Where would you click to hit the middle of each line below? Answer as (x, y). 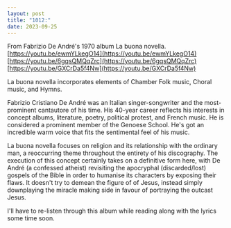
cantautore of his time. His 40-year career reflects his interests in (131, 110)
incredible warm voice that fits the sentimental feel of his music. (99, 132)
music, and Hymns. (35, 89)
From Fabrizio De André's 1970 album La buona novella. (87, 47)
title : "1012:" (29, 20)
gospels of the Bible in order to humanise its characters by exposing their (112, 175)
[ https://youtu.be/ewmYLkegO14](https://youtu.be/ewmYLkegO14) (102, 54)
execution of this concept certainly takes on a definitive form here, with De (114, 161)
